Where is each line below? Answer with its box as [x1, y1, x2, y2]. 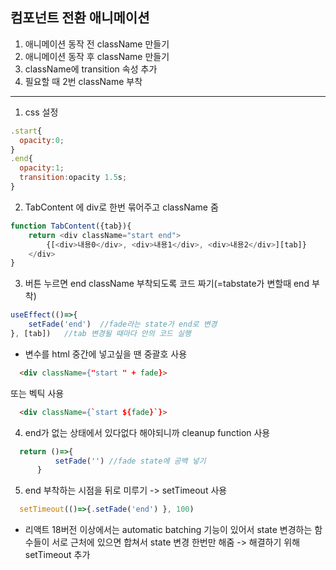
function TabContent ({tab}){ [10, 221, 132, 231]
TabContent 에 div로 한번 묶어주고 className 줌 [24, 201, 219, 213]
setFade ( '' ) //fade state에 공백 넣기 [54, 456, 207, 466]
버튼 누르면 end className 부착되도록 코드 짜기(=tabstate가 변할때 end [24, 278, 310, 290]
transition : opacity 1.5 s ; [19, 173, 128, 183]
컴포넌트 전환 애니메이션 [10, 9, 150, 27]
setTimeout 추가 [24, 549, 91, 561]
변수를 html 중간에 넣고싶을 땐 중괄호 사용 [24, 348, 188, 360]
